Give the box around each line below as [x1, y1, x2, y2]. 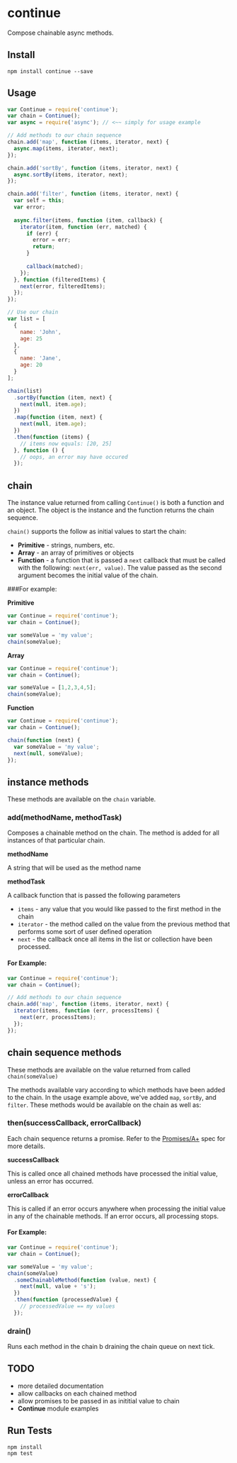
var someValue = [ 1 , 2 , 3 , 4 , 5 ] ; [7, 684, 97, 691]
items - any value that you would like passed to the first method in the [17, 905, 221, 913]
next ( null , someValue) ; [13, 750, 83, 757]
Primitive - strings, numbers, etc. [17, 541, 115, 550]
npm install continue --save [7, 67, 93, 75]
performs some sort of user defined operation [17, 928, 152, 936]
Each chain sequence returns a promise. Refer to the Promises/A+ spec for [7, 1134, 226, 1142]
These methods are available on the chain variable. [7, 795, 156, 803]
